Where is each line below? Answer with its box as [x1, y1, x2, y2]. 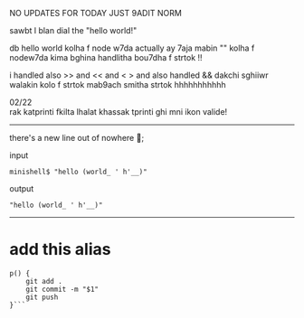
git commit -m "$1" [25, 285, 100, 294]
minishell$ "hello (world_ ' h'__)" [9, 167, 147, 176]
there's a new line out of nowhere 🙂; [9, 133, 145, 143]
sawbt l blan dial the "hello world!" [9, 25, 138, 35]
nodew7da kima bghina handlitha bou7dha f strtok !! [9, 52, 203, 62]
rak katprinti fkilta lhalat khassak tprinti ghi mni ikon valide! [9, 107, 228, 117]
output [9, 183, 34, 193]
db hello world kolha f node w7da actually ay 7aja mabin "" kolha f [9, 42, 255, 53]
